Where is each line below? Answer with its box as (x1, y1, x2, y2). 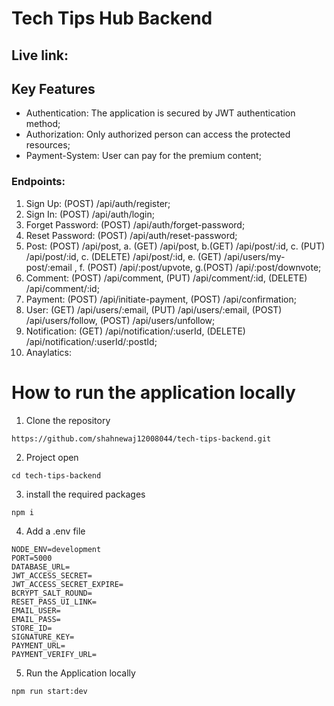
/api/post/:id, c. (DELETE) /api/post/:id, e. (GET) (25, 250, 223, 262)
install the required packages (25, 488, 146, 500)
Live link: (11, 47, 69, 64)
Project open (25, 451, 79, 463)
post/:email (25, 261, 73, 273)
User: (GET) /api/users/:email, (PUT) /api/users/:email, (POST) (25, 303, 283, 316)
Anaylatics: (25, 346, 72, 358)
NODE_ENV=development (11, 544, 102, 554)
